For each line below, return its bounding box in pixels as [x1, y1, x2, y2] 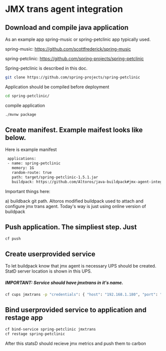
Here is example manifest [5, 146, 57, 152]
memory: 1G [11, 165, 35, 171]
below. [5, 134, 26, 142]
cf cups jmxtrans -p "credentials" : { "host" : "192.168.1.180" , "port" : [5, 292, 158, 297]
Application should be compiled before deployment [5, 83, 110, 90]
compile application [5, 102, 45, 108]
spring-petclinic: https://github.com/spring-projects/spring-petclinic [5, 56, 144, 62]
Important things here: [5, 188, 50, 194]
